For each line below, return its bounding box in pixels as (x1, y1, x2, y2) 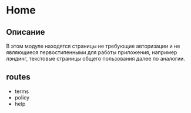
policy (14, 94, 30, 101)
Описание (6, 27, 45, 37)
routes (6, 72, 31, 82)
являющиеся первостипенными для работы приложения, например (6, 49, 177, 56)
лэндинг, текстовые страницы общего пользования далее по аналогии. (6, 55, 185, 62)
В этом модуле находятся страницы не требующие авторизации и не (6, 42, 180, 49)
